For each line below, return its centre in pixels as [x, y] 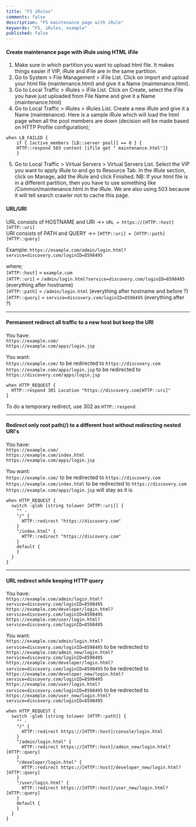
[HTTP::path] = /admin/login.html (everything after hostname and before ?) [97, 291]
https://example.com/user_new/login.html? [58, 696]
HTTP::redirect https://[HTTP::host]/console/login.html [92, 732]
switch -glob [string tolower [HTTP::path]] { [69, 716]
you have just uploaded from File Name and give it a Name [85, 96]
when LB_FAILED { [27, 138]
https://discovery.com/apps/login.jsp [53, 375]
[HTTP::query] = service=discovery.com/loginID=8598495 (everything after [95, 297]
